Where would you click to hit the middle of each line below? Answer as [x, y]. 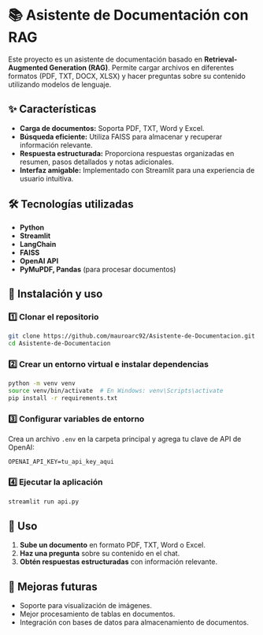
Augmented [28, 67]
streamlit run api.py [44, 502]
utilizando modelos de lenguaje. [60, 84]
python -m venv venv [42, 383]
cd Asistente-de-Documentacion [59, 344]
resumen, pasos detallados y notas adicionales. [97, 162]
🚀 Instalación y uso [56, 294]
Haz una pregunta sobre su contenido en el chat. [100, 554]
